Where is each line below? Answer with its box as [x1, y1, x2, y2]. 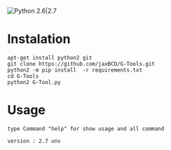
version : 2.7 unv [7, 137, 61, 144]
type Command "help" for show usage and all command [7, 125, 165, 132]
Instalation [7, 32, 71, 47]
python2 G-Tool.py [7, 79, 61, 86]
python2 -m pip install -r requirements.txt [7, 67, 142, 74]
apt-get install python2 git [7, 54, 93, 61]
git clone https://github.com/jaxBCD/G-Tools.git [7, 60, 156, 67]
